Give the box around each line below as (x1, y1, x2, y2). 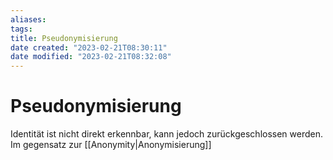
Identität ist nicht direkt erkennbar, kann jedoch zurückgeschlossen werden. (10, 128, 324, 140)
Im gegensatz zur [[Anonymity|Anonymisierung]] (10, 139, 212, 151)
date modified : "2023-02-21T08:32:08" (10, 52, 172, 62)
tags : (10, 24, 33, 34)
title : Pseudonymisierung (10, 33, 118, 43)
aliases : (10, 14, 47, 25)
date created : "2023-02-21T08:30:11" (10, 42, 168, 53)
